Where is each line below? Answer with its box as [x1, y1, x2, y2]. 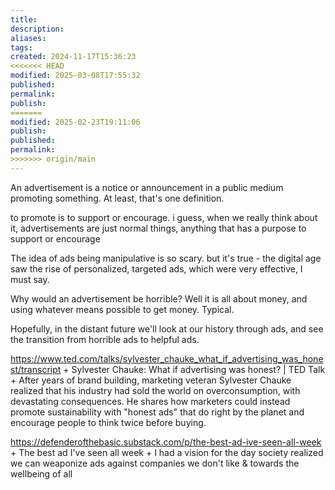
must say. [10, 273, 50, 285]
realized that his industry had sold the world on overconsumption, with [10, 384, 301, 396]
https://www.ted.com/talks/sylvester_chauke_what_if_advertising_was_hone [10, 352, 324, 365]
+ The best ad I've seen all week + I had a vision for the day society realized [10, 446, 324, 458]
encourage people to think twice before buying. [10, 416, 207, 428]
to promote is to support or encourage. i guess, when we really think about [10, 211, 318, 223]
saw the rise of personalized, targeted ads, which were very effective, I [10, 262, 303, 275]
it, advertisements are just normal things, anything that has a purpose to [10, 222, 307, 234]
